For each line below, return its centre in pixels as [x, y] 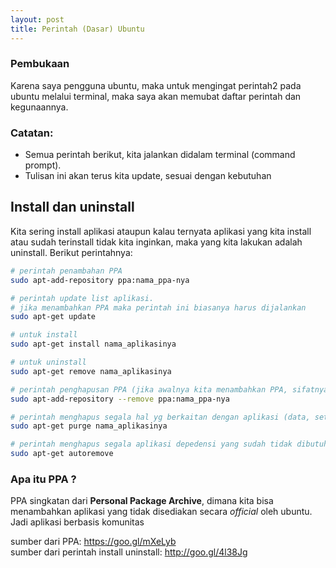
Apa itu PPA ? [43, 479]
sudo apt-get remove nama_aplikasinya [91, 371]
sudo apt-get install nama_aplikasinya [93, 344]
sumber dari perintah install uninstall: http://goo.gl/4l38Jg [129, 552]
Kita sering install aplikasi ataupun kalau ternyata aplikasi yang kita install [161, 231]
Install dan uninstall [72, 207]
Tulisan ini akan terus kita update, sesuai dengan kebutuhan [148, 176]
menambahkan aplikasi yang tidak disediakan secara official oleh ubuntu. [161, 512]
